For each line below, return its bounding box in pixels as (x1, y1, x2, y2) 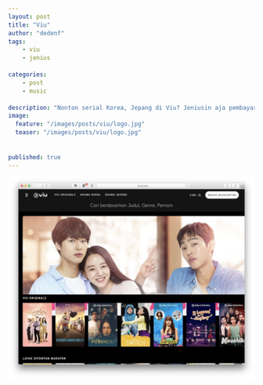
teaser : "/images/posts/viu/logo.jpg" (15, 129, 142, 136)
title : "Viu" (8, 20, 51, 29)
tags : (8, 38, 26, 45)
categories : (8, 71, 47, 78)
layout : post (8, 13, 51, 20)
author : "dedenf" (8, 29, 65, 37)
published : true (8, 153, 61, 161)
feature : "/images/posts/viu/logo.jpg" (15, 120, 146, 129)
